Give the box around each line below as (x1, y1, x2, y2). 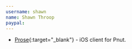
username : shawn (5, 8, 46, 15)
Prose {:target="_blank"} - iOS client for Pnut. (14, 36, 127, 44)
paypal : (5, 20, 25, 26)
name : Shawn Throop (5, 14, 55, 20)
